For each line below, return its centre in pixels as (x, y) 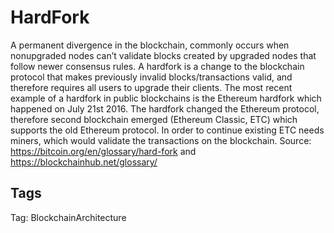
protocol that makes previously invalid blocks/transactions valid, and (151, 77)
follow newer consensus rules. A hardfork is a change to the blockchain (157, 66)
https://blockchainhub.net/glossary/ (84, 162)
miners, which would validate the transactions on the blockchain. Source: (161, 140)
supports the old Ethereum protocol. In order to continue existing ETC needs (167, 130)
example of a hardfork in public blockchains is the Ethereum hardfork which (166, 98)
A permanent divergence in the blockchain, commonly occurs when (150, 45)
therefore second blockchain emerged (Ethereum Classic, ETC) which (154, 119)
